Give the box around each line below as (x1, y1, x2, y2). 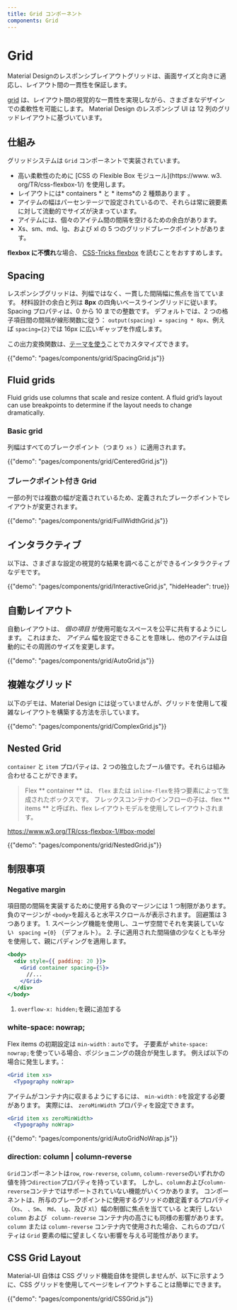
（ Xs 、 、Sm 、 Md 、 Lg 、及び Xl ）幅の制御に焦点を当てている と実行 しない (7, 1204, 223, 1213)
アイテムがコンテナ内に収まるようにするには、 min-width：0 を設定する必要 (7, 1092, 226, 1100)
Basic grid (7, 426, 43, 436)
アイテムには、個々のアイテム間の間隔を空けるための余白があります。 (17, 215, 221, 224)
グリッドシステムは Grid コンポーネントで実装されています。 (7, 157, 184, 165)
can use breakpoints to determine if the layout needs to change (7, 401, 192, 409)
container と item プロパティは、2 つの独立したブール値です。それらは (7, 762, 214, 771)
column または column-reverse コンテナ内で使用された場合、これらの (7, 1222, 207, 1231)
